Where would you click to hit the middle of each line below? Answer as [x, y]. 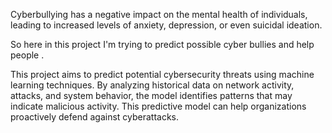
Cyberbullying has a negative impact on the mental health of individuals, [159, 14]
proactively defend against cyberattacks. [95, 117]
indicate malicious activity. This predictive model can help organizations [158, 106]
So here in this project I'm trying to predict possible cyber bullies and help [162, 44]
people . [27, 55]
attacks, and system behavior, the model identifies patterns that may [151, 95]
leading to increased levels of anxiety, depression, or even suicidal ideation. [166, 25]
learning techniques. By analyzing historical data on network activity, [152, 85]
